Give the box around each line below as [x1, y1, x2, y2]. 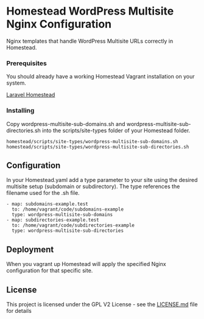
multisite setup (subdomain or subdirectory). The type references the [6, 183, 180, 190]
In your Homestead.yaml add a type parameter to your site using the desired [6, 177, 198, 184]
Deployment [6, 244, 54, 254]
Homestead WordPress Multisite [6, 4, 174, 18]
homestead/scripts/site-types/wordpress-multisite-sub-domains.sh [6, 138, 178, 144]
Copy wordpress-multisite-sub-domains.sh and [6, 120, 126, 127]
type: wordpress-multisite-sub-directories [12, 228, 124, 234]
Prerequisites [6, 59, 47, 68]
